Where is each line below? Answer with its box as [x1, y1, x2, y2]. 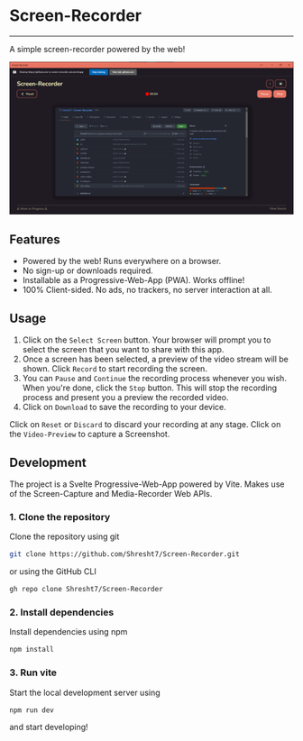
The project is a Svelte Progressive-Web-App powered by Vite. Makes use [9, 479, 285, 489]
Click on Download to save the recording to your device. [22, 402, 227, 413]
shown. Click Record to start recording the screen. [22, 363, 207, 374]
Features [9, 232, 60, 248]
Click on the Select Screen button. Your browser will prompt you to [22, 334, 271, 345]
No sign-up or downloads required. [22, 265, 153, 276]
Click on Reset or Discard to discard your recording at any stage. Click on [9, 419, 281, 430]
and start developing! [9, 722, 88, 733]
